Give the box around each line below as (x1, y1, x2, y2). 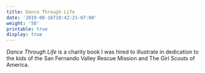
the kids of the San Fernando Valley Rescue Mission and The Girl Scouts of (6, 55, 195, 62)
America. (6, 61, 29, 69)
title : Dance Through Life (6, 9, 75, 15)
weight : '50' (6, 20, 40, 26)
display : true (6, 32, 43, 38)
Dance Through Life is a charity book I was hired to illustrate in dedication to (6, 48, 199, 55)
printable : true (6, 26, 48, 32)
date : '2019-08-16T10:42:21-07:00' (6, 15, 97, 21)
